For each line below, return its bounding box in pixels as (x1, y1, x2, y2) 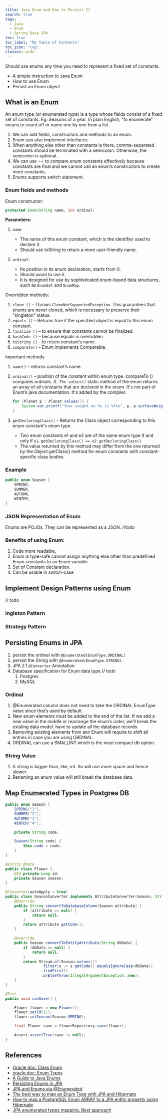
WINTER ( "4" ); (14, 820, 41, 826)
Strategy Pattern (5, 623, 46, 630)
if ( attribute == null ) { (23, 908, 77, 913)
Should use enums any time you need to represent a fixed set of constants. (5, 63, 160, 69)
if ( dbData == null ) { (23, 945, 70, 950)
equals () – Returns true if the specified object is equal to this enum (12, 318, 153, 324)
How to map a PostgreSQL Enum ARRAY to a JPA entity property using (12, 1096, 158, 1102)
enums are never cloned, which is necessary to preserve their (12, 307, 140, 313)
